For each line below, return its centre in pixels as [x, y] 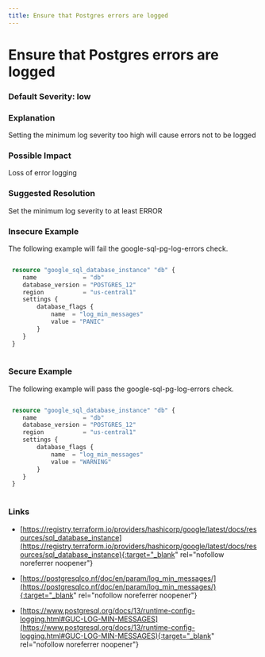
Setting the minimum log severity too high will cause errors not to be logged [132, 135]
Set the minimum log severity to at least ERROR [85, 210]
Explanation [32, 117]
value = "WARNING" [81, 462]
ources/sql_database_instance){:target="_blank [98, 554]
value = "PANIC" [77, 322]
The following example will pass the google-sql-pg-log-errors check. [121, 389]
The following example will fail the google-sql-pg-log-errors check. [118, 248]
